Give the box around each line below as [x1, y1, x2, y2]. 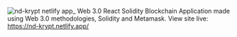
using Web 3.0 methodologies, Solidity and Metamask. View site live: [7, 14, 209, 23]
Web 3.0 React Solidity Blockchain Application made [77, 7, 231, 15]
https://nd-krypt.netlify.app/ [7, 22, 89, 30]
